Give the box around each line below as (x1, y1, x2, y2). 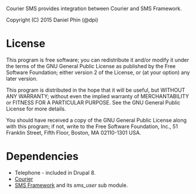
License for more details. (6, 105, 66, 112)
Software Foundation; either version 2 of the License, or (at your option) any (6, 69, 190, 76)
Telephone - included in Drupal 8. (14, 169, 96, 176)
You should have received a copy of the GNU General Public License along (6, 116, 187, 123)
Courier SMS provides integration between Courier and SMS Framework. (6, 5, 182, 12)
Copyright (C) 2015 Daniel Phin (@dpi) (6, 16, 99, 23)
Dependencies (6, 150, 79, 163)
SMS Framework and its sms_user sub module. (14, 182, 128, 189)
